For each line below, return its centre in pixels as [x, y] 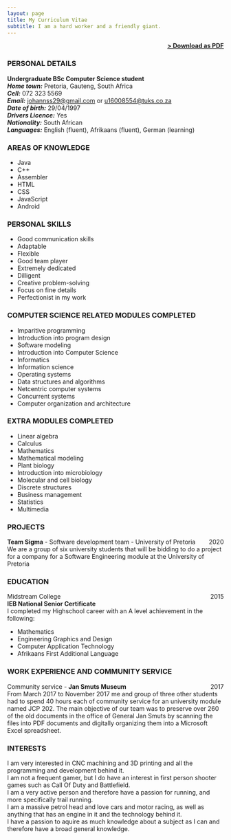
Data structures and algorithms [61, 382]
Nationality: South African [45, 122]
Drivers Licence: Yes [37, 115]
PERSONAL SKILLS [39, 224]
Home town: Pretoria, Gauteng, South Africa [70, 86]
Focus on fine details [47, 290]
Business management [49, 494]
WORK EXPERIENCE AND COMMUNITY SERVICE [90, 672]
